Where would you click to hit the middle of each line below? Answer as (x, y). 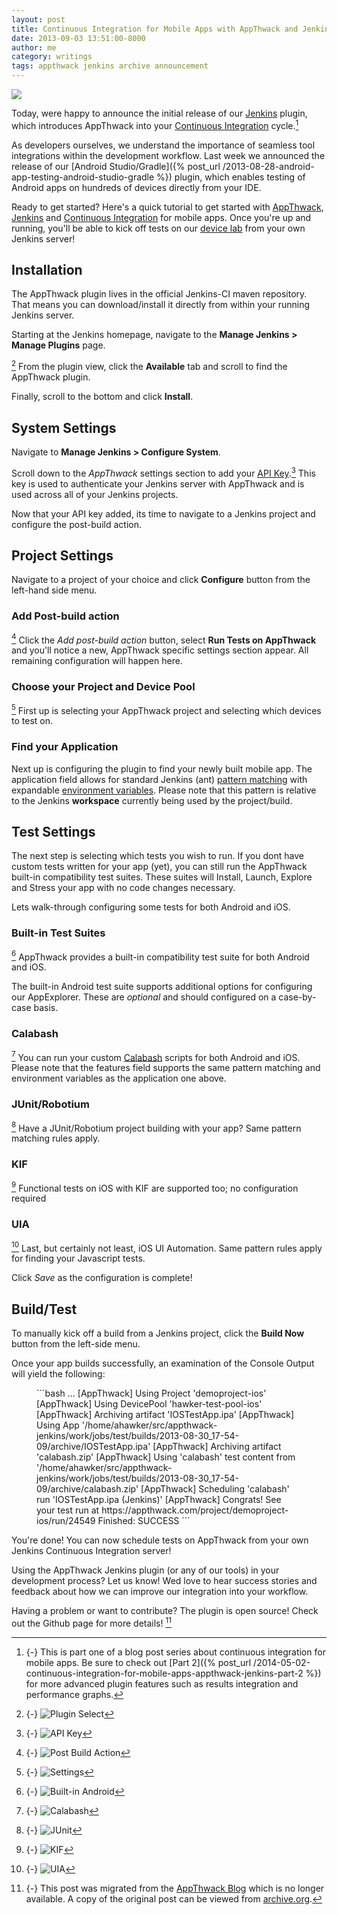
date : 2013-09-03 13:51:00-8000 (78, 38)
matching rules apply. (56, 1138)
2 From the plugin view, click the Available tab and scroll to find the (149, 366)
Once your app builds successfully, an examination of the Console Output (163, 1363)
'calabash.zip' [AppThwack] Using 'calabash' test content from (166, 1457)
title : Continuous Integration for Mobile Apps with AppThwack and (155, 29)
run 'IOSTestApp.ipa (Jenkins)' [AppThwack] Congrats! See (159, 1499)
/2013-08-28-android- (268, 166)
